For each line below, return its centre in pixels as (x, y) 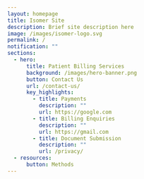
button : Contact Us (54, 79)
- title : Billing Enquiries (74, 118)
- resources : (33, 158)
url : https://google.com (75, 112)
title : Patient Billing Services (75, 66)
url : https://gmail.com (74, 132)
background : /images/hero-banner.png (82, 73)
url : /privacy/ (61, 152)
